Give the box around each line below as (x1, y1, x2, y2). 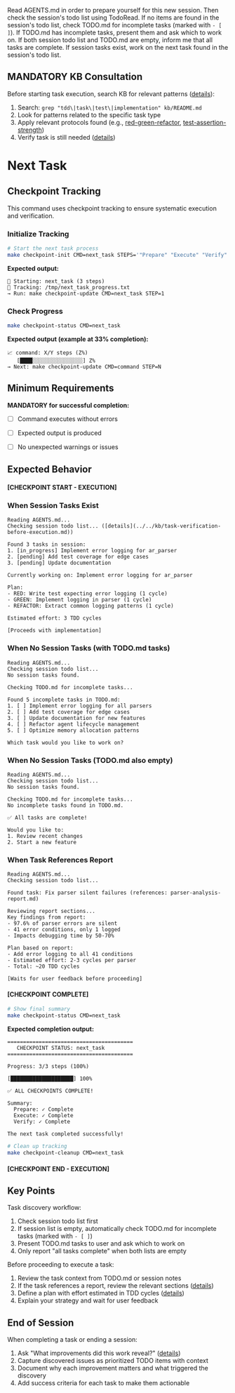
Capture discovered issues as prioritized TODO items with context (17, 1357, 209, 1365)
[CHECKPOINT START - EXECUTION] (7, 484, 117, 492)
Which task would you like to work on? (7, 739, 124, 746)
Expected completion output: (7, 1025, 95, 1034)
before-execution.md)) (7, 529, 74, 536)
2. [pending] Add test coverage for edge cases (7, 554, 149, 561)
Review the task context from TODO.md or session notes (17, 1274, 182, 1283)
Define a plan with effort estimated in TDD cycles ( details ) (17, 1289, 184, 1298)
